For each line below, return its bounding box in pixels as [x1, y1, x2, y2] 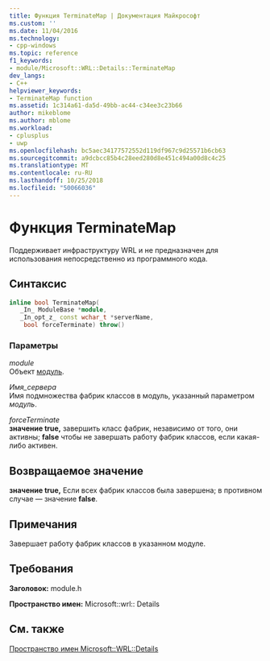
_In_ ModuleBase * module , [19, 306, 107, 314]
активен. [27, 440, 58, 451]
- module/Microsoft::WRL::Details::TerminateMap [9, 64, 176, 72]
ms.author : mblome [9, 117, 71, 125]
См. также [9, 622, 65, 636]
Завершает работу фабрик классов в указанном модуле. [9, 539, 206, 548]
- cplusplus [9, 131, 49, 139]
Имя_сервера [9, 382, 57, 392]
